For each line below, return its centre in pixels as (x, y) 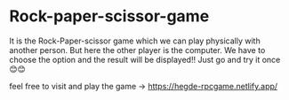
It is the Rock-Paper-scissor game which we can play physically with (135, 41)
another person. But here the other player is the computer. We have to (137, 50)
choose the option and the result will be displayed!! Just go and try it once (145, 59)
